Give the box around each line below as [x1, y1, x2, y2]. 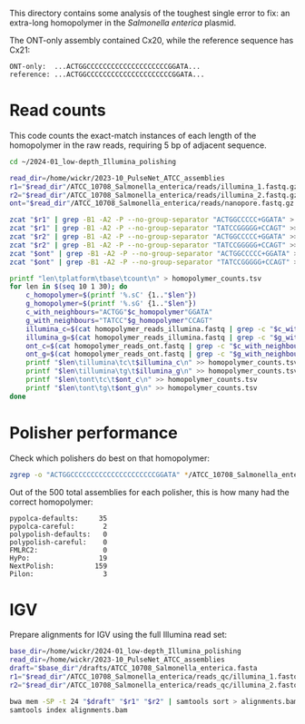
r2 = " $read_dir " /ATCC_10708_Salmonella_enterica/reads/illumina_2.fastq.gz [9, 191, 299, 200]
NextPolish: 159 [9, 562, 107, 571]
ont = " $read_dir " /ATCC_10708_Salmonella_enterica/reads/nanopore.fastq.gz [9, 199, 295, 208]
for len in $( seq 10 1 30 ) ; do [9, 282, 128, 291]
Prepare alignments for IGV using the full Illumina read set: [9, 630, 228, 641]
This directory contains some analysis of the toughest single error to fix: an [9, 8, 290, 18]
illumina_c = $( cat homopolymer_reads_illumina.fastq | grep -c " [25, 324, 274, 334]
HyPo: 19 [9, 553, 107, 563]
